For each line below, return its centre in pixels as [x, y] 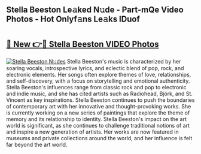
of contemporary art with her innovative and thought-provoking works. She [99, 106]
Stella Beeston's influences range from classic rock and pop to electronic [96, 87]
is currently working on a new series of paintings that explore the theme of [98, 113]
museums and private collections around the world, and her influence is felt [99, 138]
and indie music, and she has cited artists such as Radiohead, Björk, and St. [100, 93]
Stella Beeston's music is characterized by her [124, 61]
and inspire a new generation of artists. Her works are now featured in [92, 132]
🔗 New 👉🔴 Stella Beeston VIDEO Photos [83, 44]
